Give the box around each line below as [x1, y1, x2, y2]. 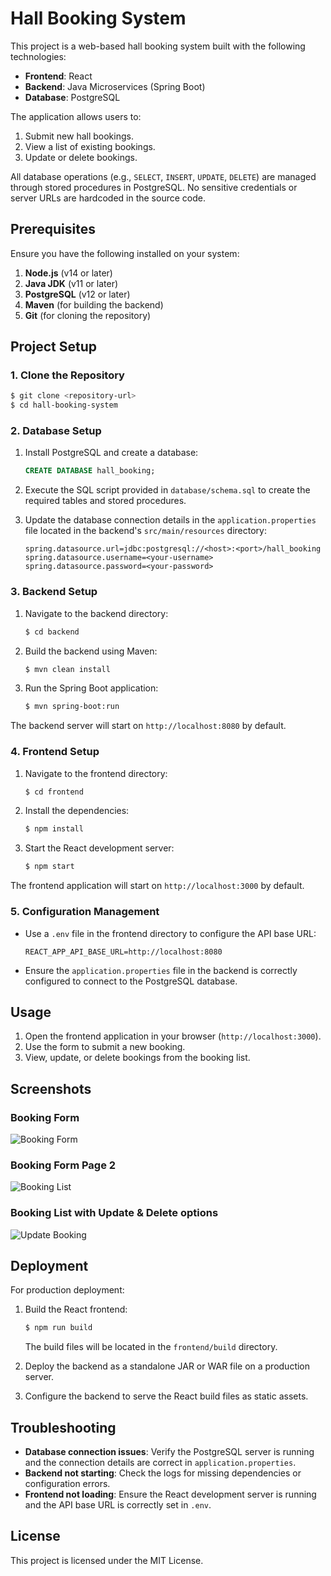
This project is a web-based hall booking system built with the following [10, 40, 306, 52]
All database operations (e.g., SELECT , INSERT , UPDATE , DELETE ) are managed [10, 170, 317, 182]
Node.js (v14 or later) [24, 267, 113, 279]
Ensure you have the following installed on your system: [10, 247, 240, 259]
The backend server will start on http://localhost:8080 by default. [10, 720, 287, 732]
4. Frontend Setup [10, 745, 100, 759]
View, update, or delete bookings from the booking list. [24, 1052, 251, 1064]
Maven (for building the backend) [24, 298, 164, 311]
